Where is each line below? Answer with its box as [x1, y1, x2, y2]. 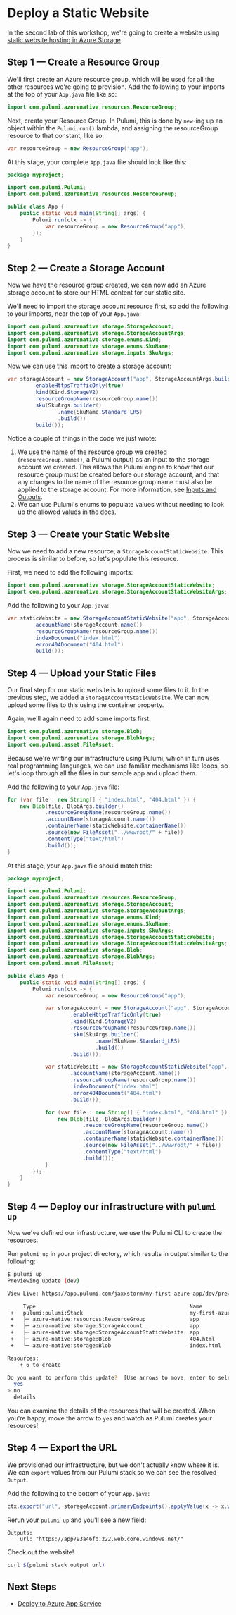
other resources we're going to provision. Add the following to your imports [7, 82, 225, 91]
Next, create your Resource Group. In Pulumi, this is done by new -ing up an [7, 116, 223, 125]
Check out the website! [7, 1547, 74, 1556]
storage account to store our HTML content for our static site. [7, 288, 185, 297]
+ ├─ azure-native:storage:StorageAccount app [10, 1322, 199, 1330]
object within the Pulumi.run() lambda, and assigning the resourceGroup [7, 123, 218, 132]
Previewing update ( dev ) [7, 1277, 80, 1284]
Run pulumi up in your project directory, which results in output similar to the [7, 1250, 228, 1258]
